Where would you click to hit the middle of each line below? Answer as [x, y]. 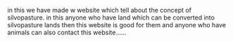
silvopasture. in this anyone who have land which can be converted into [111, 17]
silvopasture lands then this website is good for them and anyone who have [117, 25]
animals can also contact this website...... [67, 32]
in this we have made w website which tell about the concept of [100, 10]
